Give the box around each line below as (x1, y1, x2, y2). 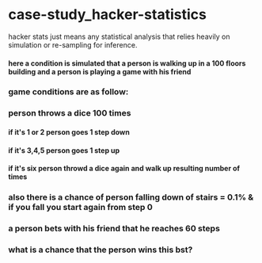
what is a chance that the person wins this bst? (8, 244, 193, 255)
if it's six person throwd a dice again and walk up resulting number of (8, 164, 240, 173)
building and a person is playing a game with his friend (8, 67, 192, 76)
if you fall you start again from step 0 (8, 202, 153, 213)
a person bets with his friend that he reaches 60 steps (8, 223, 220, 234)
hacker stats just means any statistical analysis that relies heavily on (8, 32, 230, 41)
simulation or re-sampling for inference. (8, 40, 138, 49)
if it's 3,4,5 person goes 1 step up (8, 145, 120, 155)
